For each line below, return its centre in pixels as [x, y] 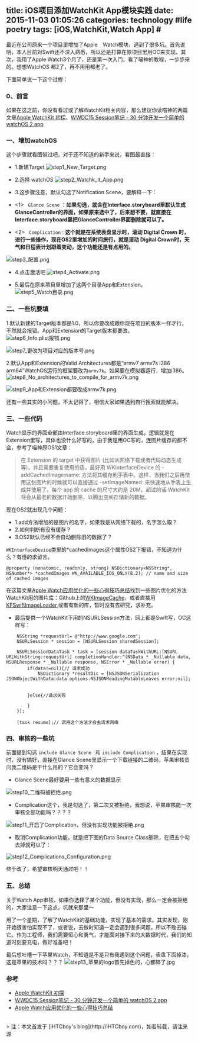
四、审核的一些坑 [30, 738]
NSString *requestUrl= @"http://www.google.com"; [79, 636]
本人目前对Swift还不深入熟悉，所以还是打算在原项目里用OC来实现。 [99, 51]
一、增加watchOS [32, 141]
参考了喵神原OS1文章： [44, 448]
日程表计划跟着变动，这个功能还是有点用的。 [79, 247]
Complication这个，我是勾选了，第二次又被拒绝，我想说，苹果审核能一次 [103, 805]
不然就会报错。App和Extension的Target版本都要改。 [70, 330]
